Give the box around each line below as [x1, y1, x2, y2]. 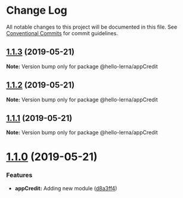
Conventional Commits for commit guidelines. [6, 29, 118, 36]
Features [6, 171, 33, 180]
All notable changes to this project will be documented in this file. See [6, 23, 178, 30]
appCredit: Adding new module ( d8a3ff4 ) [14, 184, 117, 191]
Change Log [6, 4, 67, 17]
